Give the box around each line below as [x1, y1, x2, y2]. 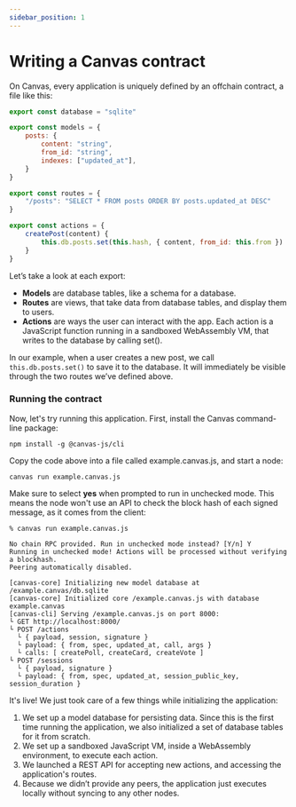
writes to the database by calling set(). [21, 335, 163, 345]
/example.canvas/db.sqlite [9, 586, 109, 595]
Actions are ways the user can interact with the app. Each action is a [21, 316, 274, 327]
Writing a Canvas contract [9, 51, 206, 71]
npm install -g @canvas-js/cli [9, 439, 125, 448]
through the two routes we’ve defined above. [9, 370, 174, 382]
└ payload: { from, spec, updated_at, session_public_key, [17, 671, 240, 680]
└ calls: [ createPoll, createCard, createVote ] [17, 648, 204, 657]
